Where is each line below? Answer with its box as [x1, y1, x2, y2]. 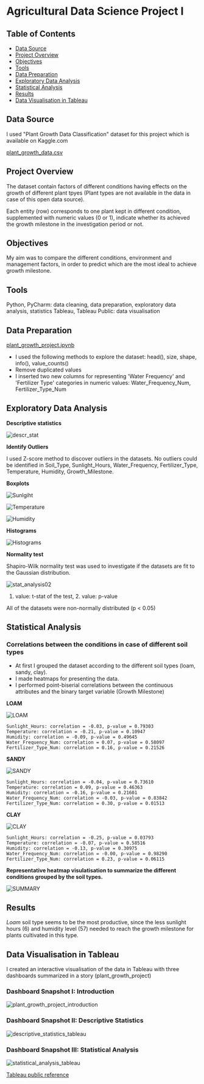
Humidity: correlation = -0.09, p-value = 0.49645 [6, 734, 138, 740]
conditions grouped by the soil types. [6, 873, 104, 880]
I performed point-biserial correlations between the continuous [15, 681, 174, 689]
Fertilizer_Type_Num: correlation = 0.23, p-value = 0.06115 [6, 856, 165, 862]
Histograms [6, 526, 37, 534]
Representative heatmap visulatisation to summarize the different [6, 866, 177, 874]
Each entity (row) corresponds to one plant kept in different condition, [6, 207, 181, 215]
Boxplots [6, 479, 29, 487]
